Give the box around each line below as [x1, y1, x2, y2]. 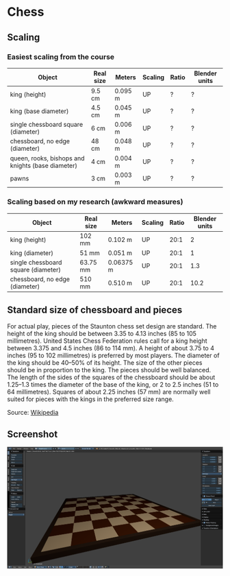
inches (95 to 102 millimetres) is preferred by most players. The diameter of [7, 351, 220, 360]
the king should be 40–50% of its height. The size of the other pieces [7, 359, 203, 367]
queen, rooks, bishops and [10, 154, 85, 162]
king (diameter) [10, 248, 53, 257]
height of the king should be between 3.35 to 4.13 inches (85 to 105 [7, 330, 197, 338]
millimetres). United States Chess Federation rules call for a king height [7, 337, 207, 345]
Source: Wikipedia [7, 409, 59, 417]
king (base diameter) [10, 107, 69, 115]
